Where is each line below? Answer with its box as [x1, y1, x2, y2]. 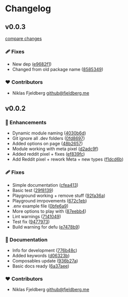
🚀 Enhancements [5, 119, 47, 126]
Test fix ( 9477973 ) [12, 219, 50, 225]
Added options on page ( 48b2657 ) [12, 141, 83, 147]
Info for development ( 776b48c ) [12, 247, 78, 253]
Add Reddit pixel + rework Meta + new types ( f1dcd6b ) [12, 156, 124, 163]
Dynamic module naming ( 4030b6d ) [12, 130, 86, 136]
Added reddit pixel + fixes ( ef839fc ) [12, 151, 85, 157]
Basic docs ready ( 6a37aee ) [12, 263, 70, 269]
